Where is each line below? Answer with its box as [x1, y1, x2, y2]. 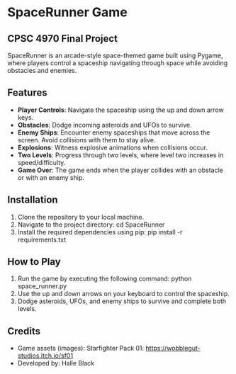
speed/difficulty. [17, 158, 66, 166]
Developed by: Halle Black [17, 359, 94, 368]
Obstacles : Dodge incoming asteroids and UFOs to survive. [17, 120, 192, 129]
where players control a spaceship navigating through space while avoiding [7, 59, 228, 67]
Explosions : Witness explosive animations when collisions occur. [17, 143, 208, 152]
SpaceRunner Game [7, 4, 128, 21]
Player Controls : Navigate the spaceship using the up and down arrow [17, 106, 225, 114]
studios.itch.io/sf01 [17, 351, 73, 360]
